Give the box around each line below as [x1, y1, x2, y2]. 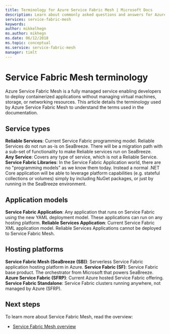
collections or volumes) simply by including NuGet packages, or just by [5, 176, 154, 182]
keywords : [5, 21, 26, 27]
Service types [5, 124, 51, 133]
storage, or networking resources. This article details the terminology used [5, 99, 161, 105]
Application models [5, 195, 68, 204]
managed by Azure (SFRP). [5, 285, 62, 291]
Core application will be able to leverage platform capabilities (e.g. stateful [5, 170, 160, 176]
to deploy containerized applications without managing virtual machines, [5, 94, 157, 100]
